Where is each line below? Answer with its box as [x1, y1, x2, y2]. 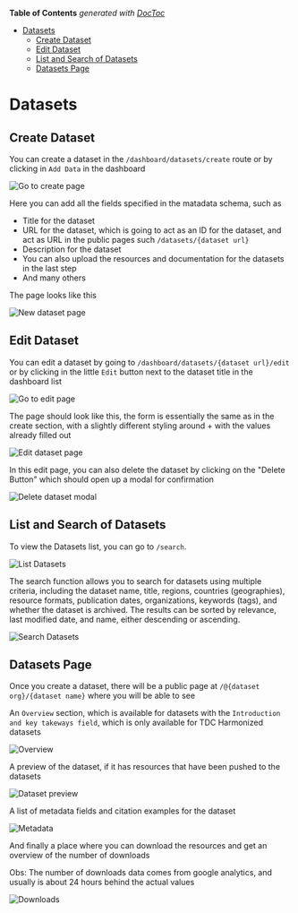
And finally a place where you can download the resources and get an [9, 840, 268, 851]
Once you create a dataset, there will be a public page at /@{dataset [9, 681, 260, 692]
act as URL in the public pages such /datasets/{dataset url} [21, 235, 250, 245]
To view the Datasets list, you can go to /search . [9, 541, 187, 552]
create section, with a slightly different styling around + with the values [9, 420, 271, 431]
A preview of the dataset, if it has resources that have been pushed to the [9, 762, 280, 772]
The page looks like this [9, 290, 97, 300]
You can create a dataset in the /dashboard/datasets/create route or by [9, 154, 273, 164]
